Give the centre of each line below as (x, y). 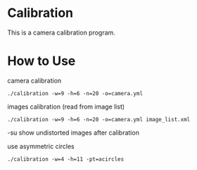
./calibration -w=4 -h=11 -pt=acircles (66, 159)
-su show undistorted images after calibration (73, 133)
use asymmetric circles (41, 146)
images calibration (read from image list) (66, 107)
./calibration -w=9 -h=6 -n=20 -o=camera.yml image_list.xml (99, 119)
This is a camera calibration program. (62, 32)
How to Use (42, 61)
